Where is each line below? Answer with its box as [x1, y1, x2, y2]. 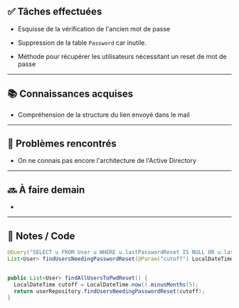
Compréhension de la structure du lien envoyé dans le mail [17, 110, 190, 119]
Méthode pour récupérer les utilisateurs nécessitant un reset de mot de [17, 52, 227, 60]
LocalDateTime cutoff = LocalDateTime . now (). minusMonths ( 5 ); [14, 281, 199, 288]
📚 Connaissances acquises [7, 88, 134, 100]
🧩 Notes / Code [7, 230, 75, 242]
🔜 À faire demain [7, 184, 85, 196]
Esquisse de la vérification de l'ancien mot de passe [17, 24, 171, 33]
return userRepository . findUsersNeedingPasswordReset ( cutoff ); [14, 287, 205, 294]
